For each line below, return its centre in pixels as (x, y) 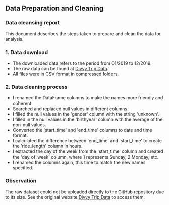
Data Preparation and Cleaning (54, 8)
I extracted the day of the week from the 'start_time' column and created (88, 151)
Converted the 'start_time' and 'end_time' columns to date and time (82, 130)
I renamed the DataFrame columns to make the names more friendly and (88, 98)
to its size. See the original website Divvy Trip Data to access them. (75, 197)
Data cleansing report (32, 23)
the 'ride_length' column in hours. (47, 146)
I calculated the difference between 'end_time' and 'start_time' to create (87, 141)
